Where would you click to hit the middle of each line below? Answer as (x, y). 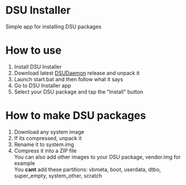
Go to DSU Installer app (42, 85)
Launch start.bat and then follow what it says (69, 79)
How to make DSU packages (76, 116)
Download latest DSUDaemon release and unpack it (77, 73)
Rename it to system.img (44, 144)
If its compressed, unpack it (48, 138)
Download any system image (49, 132)
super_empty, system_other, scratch (58, 176)
